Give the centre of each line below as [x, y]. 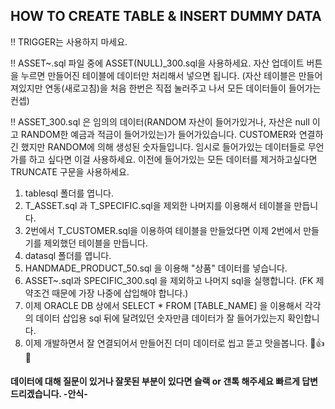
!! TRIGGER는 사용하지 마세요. [69, 41]
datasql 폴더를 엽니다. [68, 255]
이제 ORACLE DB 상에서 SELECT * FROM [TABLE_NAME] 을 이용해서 [163, 305]
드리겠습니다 [35, 394]
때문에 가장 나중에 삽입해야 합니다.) [120, 293]
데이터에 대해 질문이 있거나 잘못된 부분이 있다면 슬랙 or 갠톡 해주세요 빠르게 [155, 381]
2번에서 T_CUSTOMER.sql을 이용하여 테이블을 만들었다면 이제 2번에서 [163, 230]
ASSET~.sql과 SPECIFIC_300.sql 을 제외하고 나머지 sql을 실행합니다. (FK [169, 280]
